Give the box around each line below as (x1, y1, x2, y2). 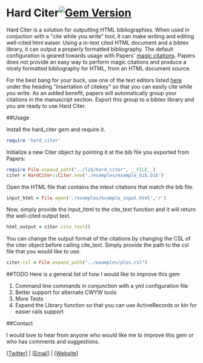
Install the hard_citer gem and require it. (6, 125, 106, 133)
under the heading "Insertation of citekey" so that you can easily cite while (6, 82, 193, 90)
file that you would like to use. (6, 248, 81, 255)
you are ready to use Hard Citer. (6, 102, 86, 109)
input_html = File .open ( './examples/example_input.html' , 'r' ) (6, 195, 167, 201)
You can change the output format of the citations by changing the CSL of (6, 235, 191, 242)
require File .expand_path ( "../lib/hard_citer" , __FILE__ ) (6, 167, 156, 173)
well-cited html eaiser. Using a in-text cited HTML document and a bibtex (6, 39, 189, 46)
